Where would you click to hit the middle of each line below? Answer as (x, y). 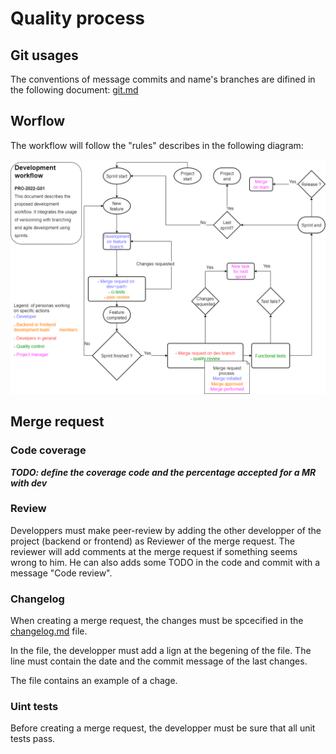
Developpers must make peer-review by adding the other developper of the (166, 530)
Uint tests (34, 707)
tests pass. (33, 739)
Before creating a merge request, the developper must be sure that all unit (163, 728)
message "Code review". (61, 573)
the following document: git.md (74, 90)
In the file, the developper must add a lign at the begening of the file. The (161, 651)
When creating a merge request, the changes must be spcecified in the (157, 621)
